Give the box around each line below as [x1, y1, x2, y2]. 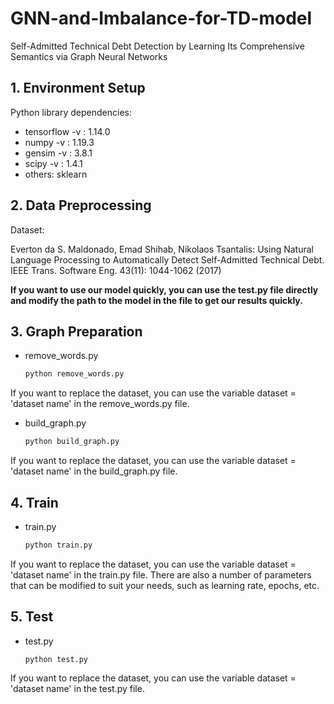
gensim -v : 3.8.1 [24, 147, 93, 159]
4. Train [10, 494, 59, 511]
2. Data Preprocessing [10, 197, 152, 214]
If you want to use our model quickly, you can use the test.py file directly [10, 283, 319, 296]
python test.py [24, 654, 89, 664]
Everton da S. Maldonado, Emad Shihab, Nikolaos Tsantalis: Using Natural [10, 243, 314, 255]
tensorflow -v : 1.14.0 [24, 125, 111, 137]
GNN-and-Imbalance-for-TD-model [10, 7, 313, 30]
